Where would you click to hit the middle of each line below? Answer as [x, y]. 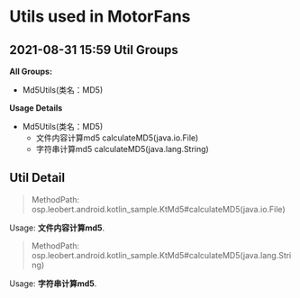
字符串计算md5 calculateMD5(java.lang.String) [122, 149]
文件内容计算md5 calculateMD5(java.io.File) [117, 138]
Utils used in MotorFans [100, 17]
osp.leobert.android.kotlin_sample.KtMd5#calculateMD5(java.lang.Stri [161, 255]
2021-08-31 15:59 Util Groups [94, 50]
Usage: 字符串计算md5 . [53, 283]
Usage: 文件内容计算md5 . [57, 228]
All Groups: [31, 71]
